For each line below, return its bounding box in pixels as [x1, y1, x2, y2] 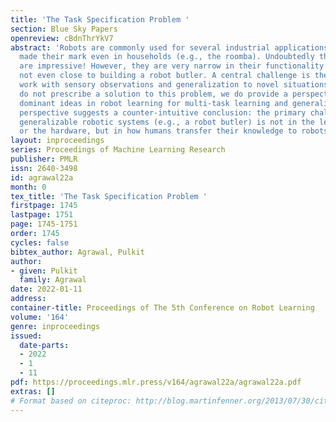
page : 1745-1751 [10, 219, 78, 230]
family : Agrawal [19, 275, 87, 285]
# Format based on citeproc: [10, 396, 132, 406]
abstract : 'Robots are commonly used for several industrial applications [10, 42, 329, 53]
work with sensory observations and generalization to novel [19, 80, 280, 90]
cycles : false [10, 237, 70, 248]
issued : [10, 331, 43, 341]
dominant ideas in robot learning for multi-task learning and [19, 98, 288, 108]
